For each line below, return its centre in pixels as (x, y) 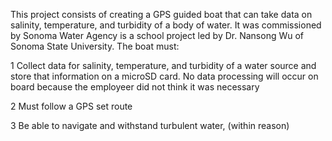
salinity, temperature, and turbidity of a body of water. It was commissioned (166, 25)
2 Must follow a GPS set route (71, 106)
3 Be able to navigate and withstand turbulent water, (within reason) (150, 125)
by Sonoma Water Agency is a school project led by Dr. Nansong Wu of (157, 35)
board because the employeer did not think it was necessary (135, 87)
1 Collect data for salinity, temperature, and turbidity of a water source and (163, 65)
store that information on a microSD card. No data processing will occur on (164, 76)
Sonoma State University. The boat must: (95, 46)
